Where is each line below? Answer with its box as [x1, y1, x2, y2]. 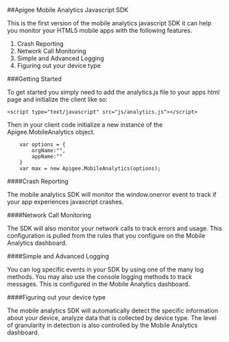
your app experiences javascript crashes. [7, 198, 124, 206]
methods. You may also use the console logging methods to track [7, 273, 192, 280]
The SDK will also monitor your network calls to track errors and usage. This [7, 224, 223, 232]
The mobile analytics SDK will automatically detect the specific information [7, 306, 218, 315]
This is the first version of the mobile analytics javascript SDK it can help [7, 19, 212, 27]
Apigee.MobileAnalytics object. [7, 128, 95, 136]
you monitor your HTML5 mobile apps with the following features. [7, 27, 193, 34]
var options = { [19, 141, 67, 148]
